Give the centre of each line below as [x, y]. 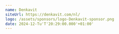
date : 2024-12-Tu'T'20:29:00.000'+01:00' [50, 24]
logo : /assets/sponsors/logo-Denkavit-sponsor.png [60, 19]
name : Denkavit [21, 10]
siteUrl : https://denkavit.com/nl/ [43, 14]
